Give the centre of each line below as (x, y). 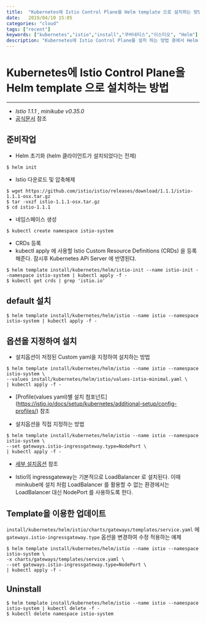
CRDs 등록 (28, 243)
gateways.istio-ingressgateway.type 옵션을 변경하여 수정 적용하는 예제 (94, 537)
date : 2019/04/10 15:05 (39, 18)
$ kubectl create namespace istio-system (60, 231)
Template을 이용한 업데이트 (56, 514)
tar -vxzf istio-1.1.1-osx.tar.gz (56, 202)
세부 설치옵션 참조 (36, 464)
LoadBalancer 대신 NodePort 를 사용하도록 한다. (74, 492)
